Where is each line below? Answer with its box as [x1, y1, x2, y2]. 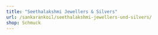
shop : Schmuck [6, 20, 41, 26]
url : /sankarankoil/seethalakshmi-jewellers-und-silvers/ [6, 14, 152, 20]
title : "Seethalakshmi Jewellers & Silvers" [6, 8, 118, 15]
